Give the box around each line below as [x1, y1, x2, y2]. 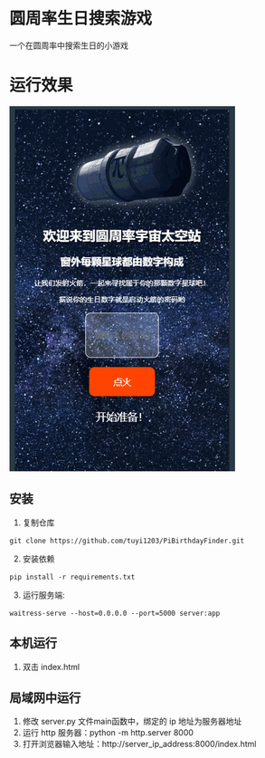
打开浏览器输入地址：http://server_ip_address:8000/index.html [22, 739, 257, 750]
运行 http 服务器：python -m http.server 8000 [22, 727, 194, 738]
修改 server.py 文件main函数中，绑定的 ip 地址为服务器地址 [22, 716, 242, 727]
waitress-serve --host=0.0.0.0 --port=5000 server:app [9, 609, 221, 618]
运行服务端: [22, 590, 65, 600]
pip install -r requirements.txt [9, 572, 136, 581]
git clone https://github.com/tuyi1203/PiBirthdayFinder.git [9, 536, 245, 545]
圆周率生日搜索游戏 [9, 8, 153, 29]
